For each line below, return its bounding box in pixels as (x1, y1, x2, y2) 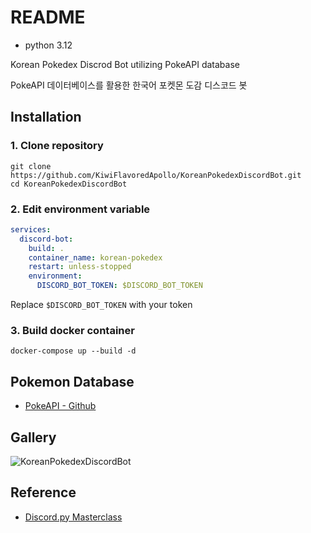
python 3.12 (24, 39, 73, 51)
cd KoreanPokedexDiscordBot (10, 179, 128, 189)
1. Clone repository (10, 139, 104, 153)
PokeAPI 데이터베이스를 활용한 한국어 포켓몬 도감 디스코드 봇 (10, 79, 248, 91)
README (10, 6, 86, 29)
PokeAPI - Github (24, 400, 97, 412)
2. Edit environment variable (10, 202, 151, 216)
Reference (10, 484, 77, 501)
